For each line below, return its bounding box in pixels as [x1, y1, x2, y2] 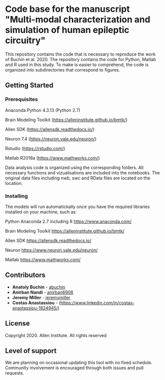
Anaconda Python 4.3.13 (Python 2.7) [5, 107, 80, 113]
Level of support [5, 346, 57, 355]
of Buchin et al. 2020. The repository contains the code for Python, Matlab [5, 56, 156, 62]
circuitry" [5, 35, 46, 46]
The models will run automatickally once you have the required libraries [5, 204, 150, 209]
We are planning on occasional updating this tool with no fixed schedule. [5, 360, 153, 366]
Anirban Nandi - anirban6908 [12, 289, 73, 295]
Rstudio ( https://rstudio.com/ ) [5, 145, 66, 151]
